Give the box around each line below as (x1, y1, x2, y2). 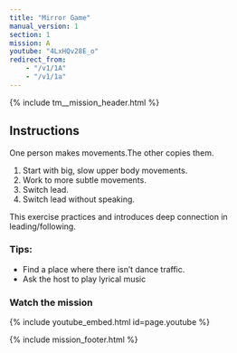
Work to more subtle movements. (22, 174, 147, 186)
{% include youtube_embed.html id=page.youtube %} (9, 317, 211, 328)
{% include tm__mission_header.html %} (9, 97, 160, 108)
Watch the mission (9, 296, 93, 309)
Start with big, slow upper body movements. (22, 165, 188, 176)
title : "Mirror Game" (9, 13, 91, 23)
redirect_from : (9, 55, 67, 64)
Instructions (9, 123, 80, 138)
